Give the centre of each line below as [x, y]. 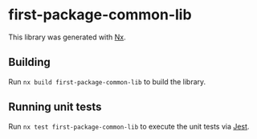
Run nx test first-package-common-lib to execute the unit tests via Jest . [129, 126]
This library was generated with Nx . [67, 37]
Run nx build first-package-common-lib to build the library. [107, 81]
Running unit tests [55, 107]
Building [29, 62]
